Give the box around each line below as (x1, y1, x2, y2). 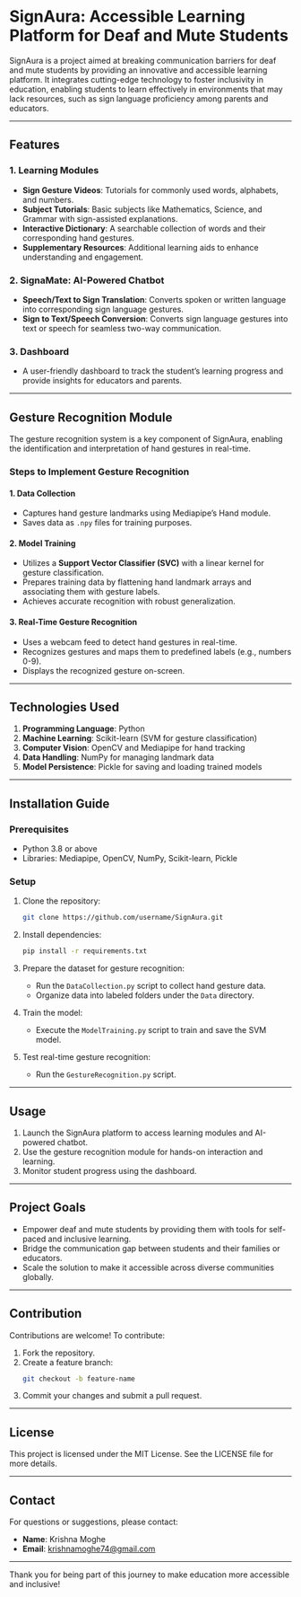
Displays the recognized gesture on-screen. (21, 665, 185, 675)
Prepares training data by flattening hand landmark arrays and (21, 577, 253, 587)
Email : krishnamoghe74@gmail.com (21, 1543, 156, 1555)
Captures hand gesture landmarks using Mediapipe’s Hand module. (21, 507, 271, 518)
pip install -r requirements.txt (21, 947, 148, 956)
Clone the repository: (21, 896, 101, 906)
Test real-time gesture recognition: (21, 1052, 150, 1063)
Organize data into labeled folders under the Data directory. (35, 990, 255, 1001)
